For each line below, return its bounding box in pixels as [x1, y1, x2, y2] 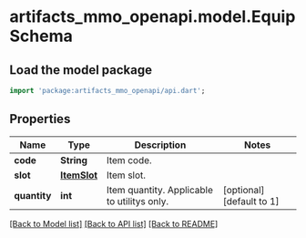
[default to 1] [222, 194, 280, 207]
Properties [9, 111, 71, 127]
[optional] [222, 183, 265, 196]
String [60, 153, 88, 166]
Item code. [106, 153, 152, 166]
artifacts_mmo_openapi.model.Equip [9, 6, 296, 27]
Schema [9, 26, 73, 47]
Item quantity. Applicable [106, 183, 214, 196]
